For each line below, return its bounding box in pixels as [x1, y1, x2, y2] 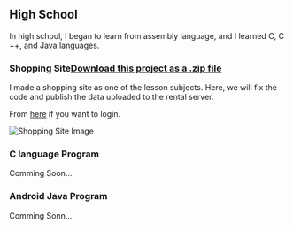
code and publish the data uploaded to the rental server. [9, 92, 214, 103]
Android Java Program [9, 190, 108, 203]
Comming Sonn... [9, 210, 73, 220]
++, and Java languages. [9, 40, 100, 50]
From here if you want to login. [9, 109, 121, 119]
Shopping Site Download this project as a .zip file [9, 62, 222, 74]
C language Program [9, 148, 100, 160]
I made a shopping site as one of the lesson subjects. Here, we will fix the [9, 82, 277, 93]
